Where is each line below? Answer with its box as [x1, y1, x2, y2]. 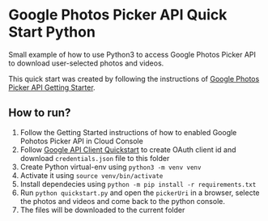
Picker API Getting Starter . [8, 83, 96, 92]
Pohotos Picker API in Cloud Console [19, 136, 143, 146]
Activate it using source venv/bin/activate [19, 170, 164, 180]
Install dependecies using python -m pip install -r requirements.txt [19, 179, 257, 189]
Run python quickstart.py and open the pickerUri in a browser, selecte [19, 188, 260, 198]
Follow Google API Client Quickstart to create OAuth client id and [19, 144, 236, 155]
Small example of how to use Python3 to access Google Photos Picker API [8, 49, 257, 59]
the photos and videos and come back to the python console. [19, 196, 225, 206]
